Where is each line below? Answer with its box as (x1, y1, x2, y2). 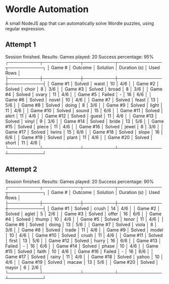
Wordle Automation (5, 4, 89, 15)
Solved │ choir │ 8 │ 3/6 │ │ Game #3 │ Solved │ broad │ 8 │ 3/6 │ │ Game (5, 86, 163, 92)
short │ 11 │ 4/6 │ (5, 139, 42, 146)
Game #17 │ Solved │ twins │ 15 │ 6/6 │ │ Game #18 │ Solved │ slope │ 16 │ (5, 129, 164, 135)
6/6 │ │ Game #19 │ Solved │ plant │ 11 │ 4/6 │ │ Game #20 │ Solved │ (5, 134, 153, 140)
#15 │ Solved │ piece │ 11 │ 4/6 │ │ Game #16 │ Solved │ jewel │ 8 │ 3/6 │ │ (5, 123, 164, 129)
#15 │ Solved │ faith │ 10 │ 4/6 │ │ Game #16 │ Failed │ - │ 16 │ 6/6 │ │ (5, 248, 154, 254)
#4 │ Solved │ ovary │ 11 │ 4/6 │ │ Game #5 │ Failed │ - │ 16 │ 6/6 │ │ (5, 91, 152, 97)
